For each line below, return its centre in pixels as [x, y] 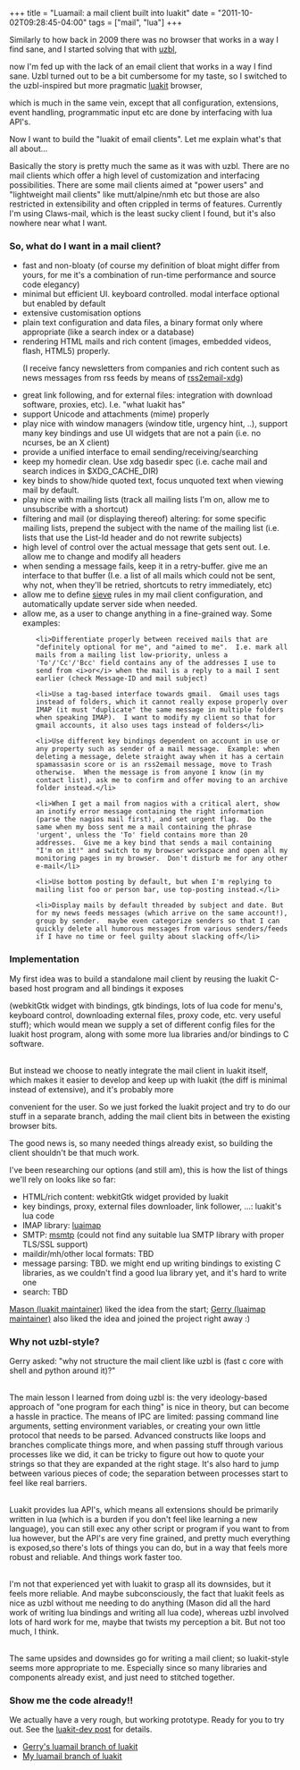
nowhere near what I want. [58, 223]
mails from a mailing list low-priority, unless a [132, 655]
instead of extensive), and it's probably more [92, 1089]
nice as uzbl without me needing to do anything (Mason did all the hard [140, 1603]
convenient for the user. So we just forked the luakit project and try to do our [150, 1107]
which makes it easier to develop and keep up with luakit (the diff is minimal [148, 1080]
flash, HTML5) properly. [66, 351]
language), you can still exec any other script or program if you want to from [150, 1529]
